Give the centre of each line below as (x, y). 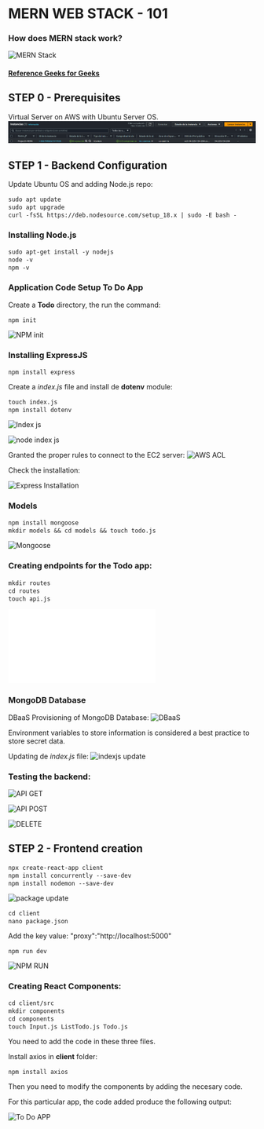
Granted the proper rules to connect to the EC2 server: (97, 455)
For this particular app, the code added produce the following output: (120, 1102)
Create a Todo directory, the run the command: (84, 305)
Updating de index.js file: (48, 756)
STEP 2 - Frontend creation (75, 849)
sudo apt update (35, 200)
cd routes (24, 591)
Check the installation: (44, 470)
